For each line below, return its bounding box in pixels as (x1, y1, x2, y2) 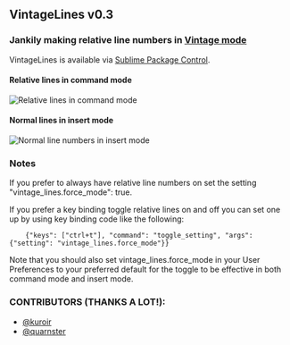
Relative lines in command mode (9, 75, 132, 86)
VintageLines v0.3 (9, 7, 114, 22)
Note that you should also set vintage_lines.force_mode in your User (9, 255, 261, 265)
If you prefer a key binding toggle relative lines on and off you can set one (9, 205, 281, 215)
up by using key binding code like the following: (9, 214, 185, 224)
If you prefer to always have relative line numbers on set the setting (9, 178, 257, 189)
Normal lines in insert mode (9, 115, 114, 126)
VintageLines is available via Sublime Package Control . (9, 54, 211, 65)
